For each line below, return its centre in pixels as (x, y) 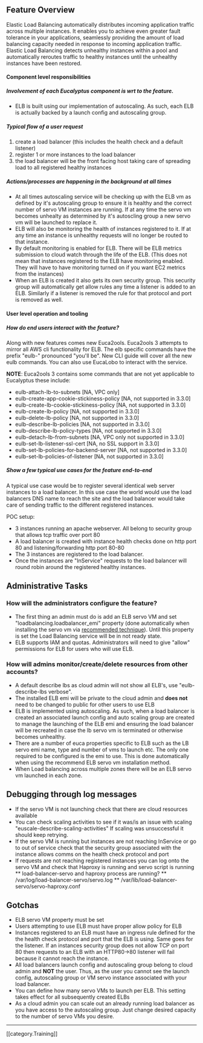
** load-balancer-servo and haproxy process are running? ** (91, 873)
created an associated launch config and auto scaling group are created (105, 717)
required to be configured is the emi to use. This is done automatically (102, 756)
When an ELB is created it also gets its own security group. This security (105, 281)
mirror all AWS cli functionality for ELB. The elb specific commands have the (101, 349)
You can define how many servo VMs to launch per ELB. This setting (100, 991)
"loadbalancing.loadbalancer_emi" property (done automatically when (102, 623)
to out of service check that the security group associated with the (98, 847)
